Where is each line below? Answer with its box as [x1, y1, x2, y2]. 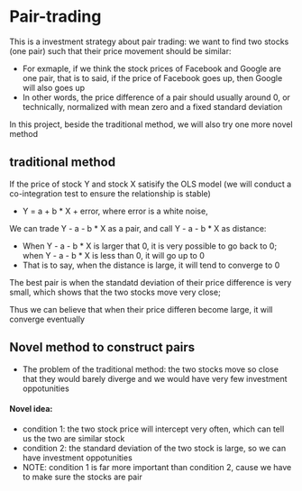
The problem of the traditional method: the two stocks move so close [22, 363, 279, 375]
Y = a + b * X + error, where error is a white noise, [22, 205, 209, 216]
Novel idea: [9, 404, 53, 414]
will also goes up [22, 82, 86, 93]
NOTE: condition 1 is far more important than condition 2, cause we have [22, 461, 292, 472]
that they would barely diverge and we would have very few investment [22, 373, 288, 384]
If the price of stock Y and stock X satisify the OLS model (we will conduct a [9, 178, 292, 189]
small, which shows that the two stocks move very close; [9, 286, 221, 297]
